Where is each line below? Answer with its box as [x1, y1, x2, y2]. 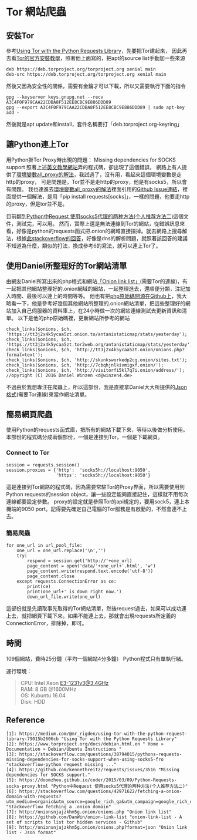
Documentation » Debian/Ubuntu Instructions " [6, 746, 122, 752]
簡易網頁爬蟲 [6, 409, 53, 420]
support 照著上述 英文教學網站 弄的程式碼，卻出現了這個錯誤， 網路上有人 [6, 163, 182, 170]
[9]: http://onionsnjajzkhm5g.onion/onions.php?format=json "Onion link [6, 824, 188, 830]
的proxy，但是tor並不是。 [6, 200, 68, 207]
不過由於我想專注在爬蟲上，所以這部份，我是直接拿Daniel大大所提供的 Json [6, 383, 188, 391]
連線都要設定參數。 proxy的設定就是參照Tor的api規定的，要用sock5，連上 [6, 498, 185, 505]
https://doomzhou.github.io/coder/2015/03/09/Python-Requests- [19, 777, 177, 783]
